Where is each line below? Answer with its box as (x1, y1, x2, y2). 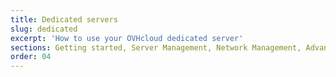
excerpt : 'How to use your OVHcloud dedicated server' (10, 33, 244, 43)
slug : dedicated (10, 24, 78, 34)
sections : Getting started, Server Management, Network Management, (10, 42, 302, 53)
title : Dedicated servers (10, 14, 118, 25)
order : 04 (10, 52, 52, 62)
